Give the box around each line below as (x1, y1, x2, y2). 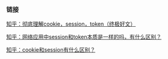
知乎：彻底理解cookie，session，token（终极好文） (6, 20, 136, 28)
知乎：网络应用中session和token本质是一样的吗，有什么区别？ (6, 33, 162, 41)
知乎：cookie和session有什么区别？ (6, 46, 96, 54)
